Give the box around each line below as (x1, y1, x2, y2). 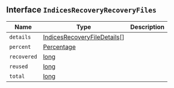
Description (130, 22, 164, 31)
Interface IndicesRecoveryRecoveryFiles (6, 5, 157, 15)
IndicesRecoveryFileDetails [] (43, 33, 125, 41)
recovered (9, 53, 37, 60)
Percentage (43, 42, 76, 51)
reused (9, 63, 28, 70)
